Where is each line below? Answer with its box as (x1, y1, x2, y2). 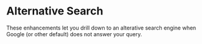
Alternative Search (6, 4, 103, 18)
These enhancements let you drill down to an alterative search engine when (6, 24, 197, 31)
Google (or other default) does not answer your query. (6, 30, 142, 37)
